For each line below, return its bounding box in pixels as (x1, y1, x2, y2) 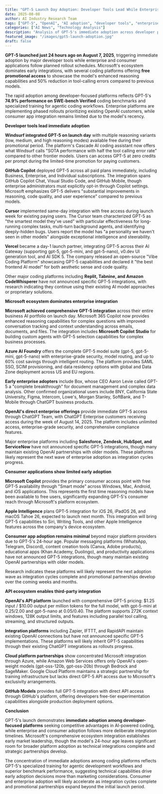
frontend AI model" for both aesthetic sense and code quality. (5, 264, 129, 270)
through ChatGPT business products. (19, 399, 94, 405)
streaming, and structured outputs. (5, 618, 75, 624)
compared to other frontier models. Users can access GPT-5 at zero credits (5, 153, 156, 159)
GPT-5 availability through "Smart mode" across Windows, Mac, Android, (5, 483, 151, 489)
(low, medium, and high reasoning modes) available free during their (5, 137, 142, 143)
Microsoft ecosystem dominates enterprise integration (5, 298, 118, 304)
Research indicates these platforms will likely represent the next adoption (5, 568, 152, 574)
